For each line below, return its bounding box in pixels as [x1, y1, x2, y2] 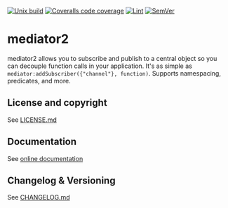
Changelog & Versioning [7, 174, 116, 186]
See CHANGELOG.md [7, 193, 70, 202]
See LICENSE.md [7, 116, 58, 124]
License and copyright [7, 97, 107, 109]
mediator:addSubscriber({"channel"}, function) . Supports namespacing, [7, 69, 221, 77]
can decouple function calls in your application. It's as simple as [7, 62, 193, 70]
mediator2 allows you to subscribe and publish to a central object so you [7, 54, 217, 62]
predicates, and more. [7, 76, 72, 85]
